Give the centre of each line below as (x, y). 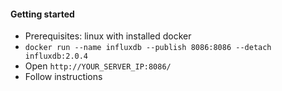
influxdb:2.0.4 (56, 56)
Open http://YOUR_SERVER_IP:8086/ (98, 66)
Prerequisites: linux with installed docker (108, 36)
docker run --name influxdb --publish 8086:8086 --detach (148, 48)
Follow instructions (63, 77)
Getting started (42, 14)
